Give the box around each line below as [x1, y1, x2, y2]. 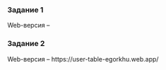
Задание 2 [7, 39, 45, 49]
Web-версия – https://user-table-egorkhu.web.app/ [7, 54, 159, 63]
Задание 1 [7, 5, 44, 15]
